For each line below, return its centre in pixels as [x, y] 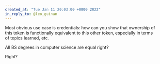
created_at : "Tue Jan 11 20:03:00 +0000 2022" [53, 9]
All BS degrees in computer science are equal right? [57, 47]
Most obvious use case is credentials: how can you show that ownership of [80, 27]
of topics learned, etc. [27, 38]
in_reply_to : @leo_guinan [31, 14]
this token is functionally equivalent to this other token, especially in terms [79, 33]
